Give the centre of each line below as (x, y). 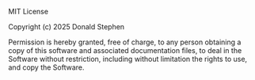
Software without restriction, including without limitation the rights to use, (128, 59)
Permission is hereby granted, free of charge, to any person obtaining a (125, 42)
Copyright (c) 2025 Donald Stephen (67, 27)
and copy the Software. (46, 67)
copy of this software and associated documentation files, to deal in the (125, 50)
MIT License (29, 11)
